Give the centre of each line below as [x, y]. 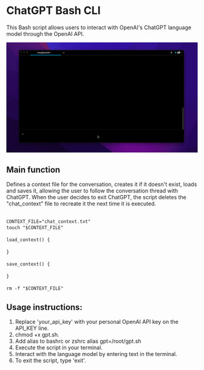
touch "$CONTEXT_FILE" [35, 228]
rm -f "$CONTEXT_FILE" [35, 289]
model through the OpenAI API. [45, 33]
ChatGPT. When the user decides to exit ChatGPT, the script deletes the [97, 197]
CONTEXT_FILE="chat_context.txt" [49, 222]
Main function [33, 170]
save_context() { [28, 264]
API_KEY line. [32, 328]
